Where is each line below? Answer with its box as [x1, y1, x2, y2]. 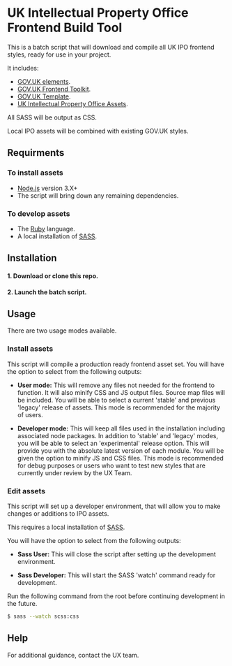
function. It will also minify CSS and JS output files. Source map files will [17, 388, 225, 396]
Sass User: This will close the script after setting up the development [17, 550, 216, 558]
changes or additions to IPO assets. [7, 509, 109, 518]
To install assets [7, 168, 64, 178]
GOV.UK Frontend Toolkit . [17, 85, 91, 93]
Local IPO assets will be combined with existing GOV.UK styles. [7, 126, 189, 135]
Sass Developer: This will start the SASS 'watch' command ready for [17, 571, 216, 579]
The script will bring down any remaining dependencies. [17, 191, 179, 200]
